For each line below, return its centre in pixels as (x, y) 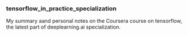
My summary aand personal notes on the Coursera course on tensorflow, (94, 21)
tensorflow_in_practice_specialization (61, 9)
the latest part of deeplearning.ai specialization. (63, 27)
